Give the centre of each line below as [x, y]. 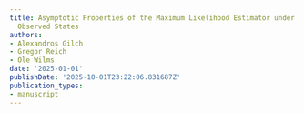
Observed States [48, 26]
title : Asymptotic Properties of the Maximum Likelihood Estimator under [152, 18]
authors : [26, 35]
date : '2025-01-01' [46, 69]
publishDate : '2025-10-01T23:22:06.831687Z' [95, 77]
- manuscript [34, 94]
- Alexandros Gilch [46, 43]
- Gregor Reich [38, 52]
